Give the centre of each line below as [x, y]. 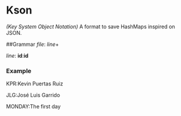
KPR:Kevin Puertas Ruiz [35, 84]
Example [19, 71]
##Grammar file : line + [33, 44]
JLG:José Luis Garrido [33, 95]
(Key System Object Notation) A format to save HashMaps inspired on [90, 26]
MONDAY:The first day [33, 107]
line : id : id [17, 55]
